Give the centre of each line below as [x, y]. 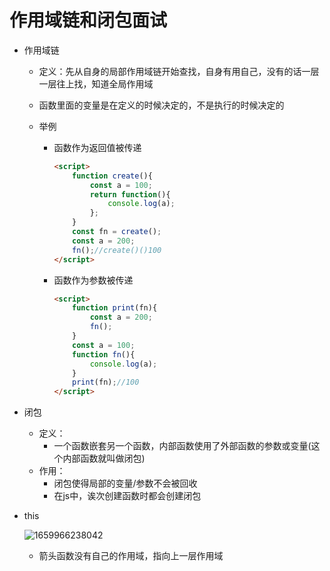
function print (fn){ [115, 308]
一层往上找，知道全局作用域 [96, 83]
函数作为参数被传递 [93, 280]
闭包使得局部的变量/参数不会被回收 [125, 483]
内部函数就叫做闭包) [104, 458]
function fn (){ [104, 354]
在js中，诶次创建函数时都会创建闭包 [127, 496]
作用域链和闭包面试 [88, 20]
